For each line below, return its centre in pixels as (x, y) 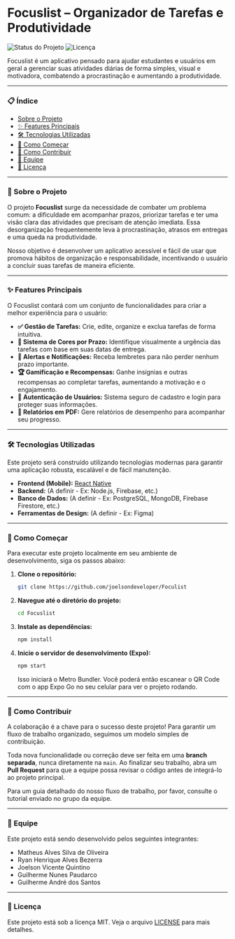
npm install (35, 640)
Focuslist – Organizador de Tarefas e (115, 13)
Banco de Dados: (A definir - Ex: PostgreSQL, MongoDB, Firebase (113, 499)
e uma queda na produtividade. (52, 237)
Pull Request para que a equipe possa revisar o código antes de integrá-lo (115, 770)
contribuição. (26, 742)
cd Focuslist (36, 614)
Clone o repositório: (47, 574)
